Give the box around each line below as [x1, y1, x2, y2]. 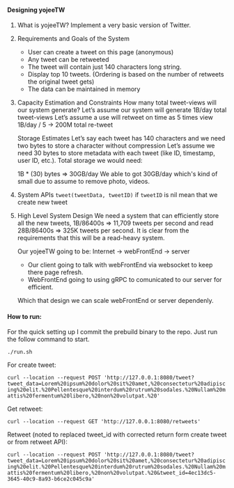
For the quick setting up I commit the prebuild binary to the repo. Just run [7, 328, 218, 336]
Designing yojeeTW [7, 6, 65, 14]
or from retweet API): [7, 438, 68, 446]
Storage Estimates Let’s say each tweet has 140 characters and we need [17, 134, 226, 143]
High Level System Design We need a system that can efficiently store [17, 212, 219, 220]
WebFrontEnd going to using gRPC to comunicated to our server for [27, 276, 222, 284]
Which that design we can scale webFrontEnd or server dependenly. [17, 297, 214, 305]
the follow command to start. [7, 335, 90, 344]
